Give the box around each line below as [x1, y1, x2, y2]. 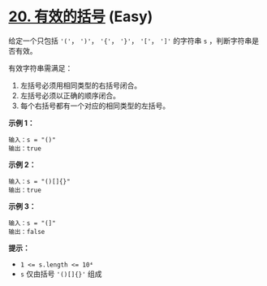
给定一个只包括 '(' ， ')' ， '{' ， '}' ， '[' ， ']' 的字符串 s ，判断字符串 [8, 36, 252, 45]
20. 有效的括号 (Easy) [8, 7, 153, 26]
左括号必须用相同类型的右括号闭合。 [19, 80, 142, 90]
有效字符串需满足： [8, 63, 73, 73]
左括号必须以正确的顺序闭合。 [19, 90, 120, 100]
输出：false [8, 227, 45, 236]
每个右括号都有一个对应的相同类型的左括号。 [19, 101, 170, 110]
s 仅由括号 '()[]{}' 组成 [19, 269, 103, 279]
